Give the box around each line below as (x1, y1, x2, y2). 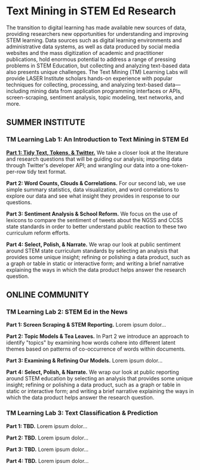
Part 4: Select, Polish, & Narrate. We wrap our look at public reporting (6, 368, 179, 376)
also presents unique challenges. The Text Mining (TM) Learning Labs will (6, 68, 188, 75)
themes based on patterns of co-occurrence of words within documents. (6, 345, 186, 353)
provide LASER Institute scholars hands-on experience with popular (6, 75, 173, 82)
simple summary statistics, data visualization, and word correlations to (6, 186, 179, 193)
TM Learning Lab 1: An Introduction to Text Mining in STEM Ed (6, 136, 189, 144)
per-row (6, 168, 26, 175)
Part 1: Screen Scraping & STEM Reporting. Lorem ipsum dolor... (6, 321, 167, 328)
